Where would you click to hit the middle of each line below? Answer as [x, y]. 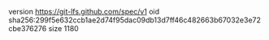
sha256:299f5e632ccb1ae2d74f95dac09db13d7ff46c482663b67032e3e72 [135, 20]
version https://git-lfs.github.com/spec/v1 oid [84, 12]
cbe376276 [28, 28]
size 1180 [63, 28]
